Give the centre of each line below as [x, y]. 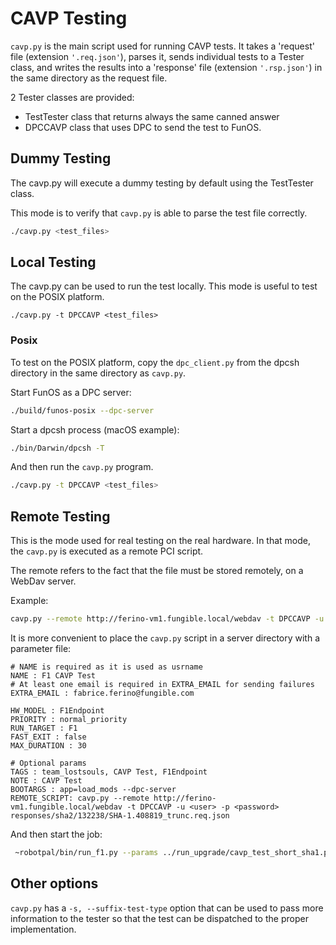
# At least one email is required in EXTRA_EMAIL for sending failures [162, 685]
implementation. [43, 929]
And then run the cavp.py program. [82, 467]
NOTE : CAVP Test [46, 781]
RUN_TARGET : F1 [44, 728]
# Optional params [48, 763]
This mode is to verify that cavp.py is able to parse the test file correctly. [159, 213]
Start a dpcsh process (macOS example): [95, 429]
